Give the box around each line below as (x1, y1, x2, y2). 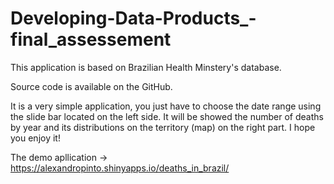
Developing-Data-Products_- (10, 7, 257, 30)
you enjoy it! (10, 132, 61, 144)
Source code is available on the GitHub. (10, 80, 173, 92)
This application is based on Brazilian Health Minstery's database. (10, 61, 282, 73)
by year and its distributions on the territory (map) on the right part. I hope (10, 121, 316, 133)
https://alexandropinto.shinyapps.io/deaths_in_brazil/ (10, 162, 230, 174)
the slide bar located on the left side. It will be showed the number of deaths (10, 110, 324, 122)
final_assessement (10, 28, 172, 51)
